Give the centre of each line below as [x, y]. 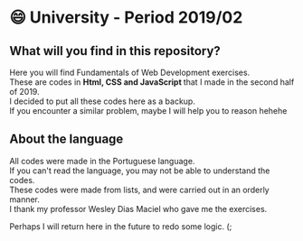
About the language [66, 139]
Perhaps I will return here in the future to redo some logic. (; [121, 226]
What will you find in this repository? [115, 51]
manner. [25, 199]
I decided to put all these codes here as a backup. [103, 101]
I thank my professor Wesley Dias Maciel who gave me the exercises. [138, 209]
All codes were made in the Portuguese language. [102, 161]
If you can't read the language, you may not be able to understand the [140, 171]
